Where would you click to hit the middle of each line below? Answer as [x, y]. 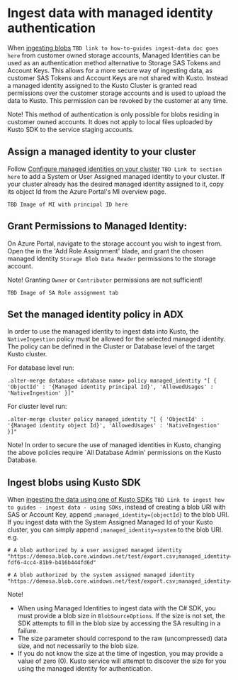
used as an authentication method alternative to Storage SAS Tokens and [114, 62]
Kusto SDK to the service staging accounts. [71, 129]
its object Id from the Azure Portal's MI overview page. [87, 191]
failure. [28, 631]
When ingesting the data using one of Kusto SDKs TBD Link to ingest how [116, 500]
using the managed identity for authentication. [85, 669]
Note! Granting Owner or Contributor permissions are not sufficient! [105, 280]
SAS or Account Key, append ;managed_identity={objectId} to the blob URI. [118, 515]
